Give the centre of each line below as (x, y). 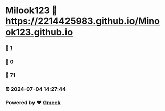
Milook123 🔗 (31, 10)
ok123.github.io (39, 32)
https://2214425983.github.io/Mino (82, 21)
